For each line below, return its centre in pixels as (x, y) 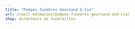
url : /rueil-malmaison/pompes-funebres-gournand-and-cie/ (67, 14)
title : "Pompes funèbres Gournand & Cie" (50, 10)
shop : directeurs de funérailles (40, 19)
